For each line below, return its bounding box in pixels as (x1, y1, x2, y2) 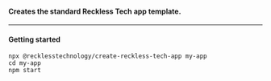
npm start (8, 67, 42, 75)
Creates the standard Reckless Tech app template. (8, 6, 181, 16)
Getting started (8, 34, 60, 44)
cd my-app (8, 59, 42, 67)
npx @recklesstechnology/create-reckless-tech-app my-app (8, 52, 207, 60)
